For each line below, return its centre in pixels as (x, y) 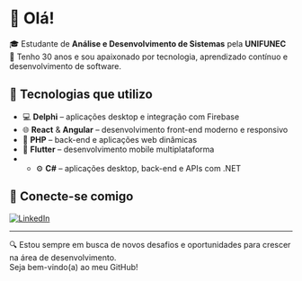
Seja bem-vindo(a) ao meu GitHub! (74, 267)
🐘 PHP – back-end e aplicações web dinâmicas (110, 139)
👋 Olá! (32, 18)
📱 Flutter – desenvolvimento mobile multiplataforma (118, 149)
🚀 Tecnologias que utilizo (81, 95)
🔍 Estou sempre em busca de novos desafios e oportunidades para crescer (150, 244)
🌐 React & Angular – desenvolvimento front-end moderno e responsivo (155, 129)
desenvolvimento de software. (66, 66)
